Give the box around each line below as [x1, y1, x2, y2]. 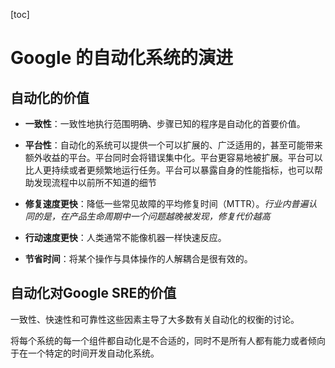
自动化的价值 [10, 89, 90, 106]
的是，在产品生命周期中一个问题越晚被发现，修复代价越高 [33, 210, 271, 222]
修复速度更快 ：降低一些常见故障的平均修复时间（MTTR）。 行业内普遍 [24, 198, 309, 209]
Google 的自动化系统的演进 [10, 47, 233, 69]
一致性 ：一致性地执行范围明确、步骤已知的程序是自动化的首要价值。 [24, 118, 306, 129]
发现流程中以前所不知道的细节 [33, 177, 157, 188]
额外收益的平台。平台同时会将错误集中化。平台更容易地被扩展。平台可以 [24, 152, 323, 163]
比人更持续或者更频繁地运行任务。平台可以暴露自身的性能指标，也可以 [24, 164, 315, 176]
